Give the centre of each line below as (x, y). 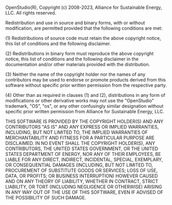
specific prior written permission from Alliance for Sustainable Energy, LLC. (85, 111)
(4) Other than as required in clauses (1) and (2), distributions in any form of (85, 95)
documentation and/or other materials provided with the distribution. (78, 64)
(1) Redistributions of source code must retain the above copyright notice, (83, 38)
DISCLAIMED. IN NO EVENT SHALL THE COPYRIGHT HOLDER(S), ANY (80, 143)
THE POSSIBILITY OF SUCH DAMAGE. (46, 198)
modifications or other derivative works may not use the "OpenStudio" (80, 100)
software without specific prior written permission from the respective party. (86, 85)
